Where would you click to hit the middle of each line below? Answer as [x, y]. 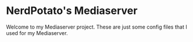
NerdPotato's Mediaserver [72, 11]
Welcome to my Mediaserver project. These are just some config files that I [96, 27]
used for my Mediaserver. [37, 33]
